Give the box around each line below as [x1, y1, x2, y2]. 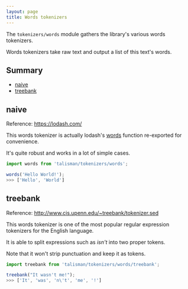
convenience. [6, 138, 40, 145]
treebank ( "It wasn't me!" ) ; [6, 272, 76, 278]
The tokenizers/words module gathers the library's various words [6, 30, 166, 37]
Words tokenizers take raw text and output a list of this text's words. [6, 48, 172, 55]
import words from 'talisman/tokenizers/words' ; [6, 161, 128, 167]
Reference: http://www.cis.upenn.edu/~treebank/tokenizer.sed [6, 209, 159, 216]
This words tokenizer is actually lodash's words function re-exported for [6, 131, 182, 139]
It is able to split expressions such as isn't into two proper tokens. [6, 238, 166, 246]
